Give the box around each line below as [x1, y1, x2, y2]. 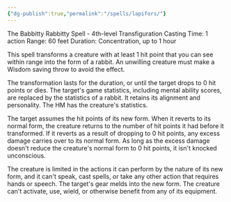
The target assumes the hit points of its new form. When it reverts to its [7, 114, 211, 123]
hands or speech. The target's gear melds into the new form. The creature [7, 179, 221, 188]
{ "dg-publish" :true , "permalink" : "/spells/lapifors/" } [7, 10, 167, 17]
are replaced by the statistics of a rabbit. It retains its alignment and [7, 93, 200, 102]
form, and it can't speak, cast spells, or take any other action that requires [7, 172, 219, 180]
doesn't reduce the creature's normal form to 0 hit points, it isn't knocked [7, 143, 217, 152]
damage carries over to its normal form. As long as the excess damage [7, 137, 210, 145]
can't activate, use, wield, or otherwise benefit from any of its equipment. [7, 187, 218, 195]
